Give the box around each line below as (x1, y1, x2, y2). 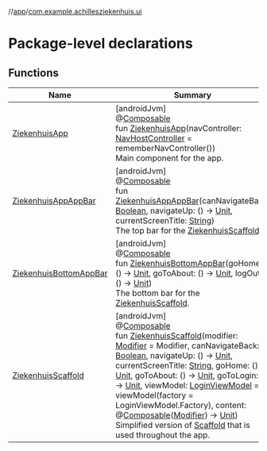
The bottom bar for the (114, 287, 200, 299)
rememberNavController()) (114, 143, 216, 153)
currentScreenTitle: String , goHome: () (114, 360, 258, 371)
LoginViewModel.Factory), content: (114, 400, 246, 411)
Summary (173, 90, 212, 100)
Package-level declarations (8, 35, 193, 52)
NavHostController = (114, 133, 192, 144)
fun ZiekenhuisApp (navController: (114, 123, 242, 133)
